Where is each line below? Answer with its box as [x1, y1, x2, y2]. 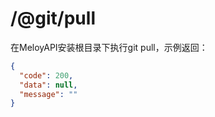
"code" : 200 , [19, 70, 74, 81]
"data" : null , [19, 80, 78, 90]
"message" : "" [19, 89, 78, 99]
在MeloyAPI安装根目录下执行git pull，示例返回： [10, 41, 208, 53]
